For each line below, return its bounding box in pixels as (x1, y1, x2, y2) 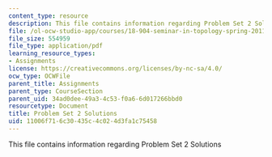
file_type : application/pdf (8, 42, 104, 50)
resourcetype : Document (8, 102, 89, 110)
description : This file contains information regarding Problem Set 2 (8, 19, 252, 28)
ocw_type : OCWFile (8, 72, 70, 80)
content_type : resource (8, 11, 89, 20)
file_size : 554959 (8, 34, 70, 43)
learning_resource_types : (8, 49, 96, 57)
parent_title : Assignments (8, 79, 100, 87)
